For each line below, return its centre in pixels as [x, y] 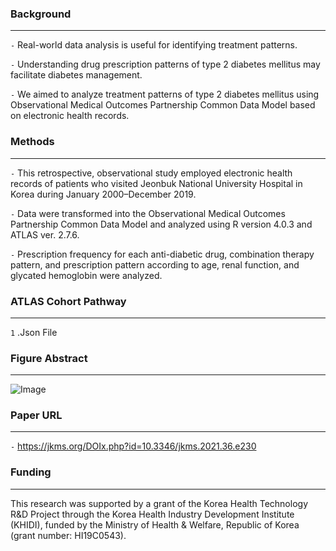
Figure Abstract [49, 358]
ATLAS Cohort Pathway [68, 301]
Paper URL [36, 415]
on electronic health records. [70, 116]
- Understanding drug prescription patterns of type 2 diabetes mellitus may [165, 64]
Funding [31, 472]
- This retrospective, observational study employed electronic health [151, 173]
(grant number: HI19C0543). [68, 535]
